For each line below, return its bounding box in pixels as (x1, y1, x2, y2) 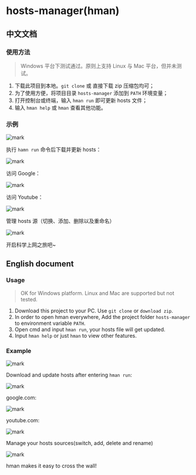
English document (6, 259, 75, 269)
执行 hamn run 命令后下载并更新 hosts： (6, 146, 102, 153)
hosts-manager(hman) (6, 4, 120, 18)
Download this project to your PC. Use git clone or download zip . (14, 307, 173, 314)
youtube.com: (6, 417, 40, 424)
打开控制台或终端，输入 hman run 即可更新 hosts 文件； (14, 97, 148, 104)
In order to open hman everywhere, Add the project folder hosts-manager (14, 313, 191, 320)
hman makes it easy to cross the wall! (6, 462, 97, 470)
